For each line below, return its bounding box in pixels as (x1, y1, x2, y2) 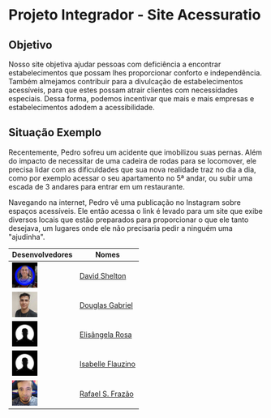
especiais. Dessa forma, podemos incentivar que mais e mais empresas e (8, 94, 255, 103)
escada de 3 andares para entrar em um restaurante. (8, 181, 185, 191)
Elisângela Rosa (80, 330, 132, 339)
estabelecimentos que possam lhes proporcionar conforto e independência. (8, 68, 262, 78)
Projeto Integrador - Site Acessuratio (8, 6, 261, 24)
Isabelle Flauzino (80, 359, 136, 369)
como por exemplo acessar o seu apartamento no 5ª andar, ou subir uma (8, 173, 253, 183)
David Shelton (80, 271, 127, 280)
